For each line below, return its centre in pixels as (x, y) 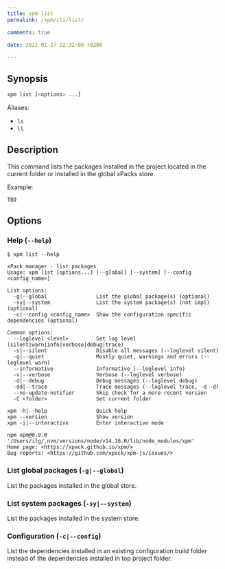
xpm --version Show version (70, 417)
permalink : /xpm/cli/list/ (46, 20)
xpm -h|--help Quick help (67, 411)
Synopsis (27, 79)
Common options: (30, 333)
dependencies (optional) (43, 321)
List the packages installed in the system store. (73, 518)
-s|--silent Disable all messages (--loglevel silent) (116, 351)
